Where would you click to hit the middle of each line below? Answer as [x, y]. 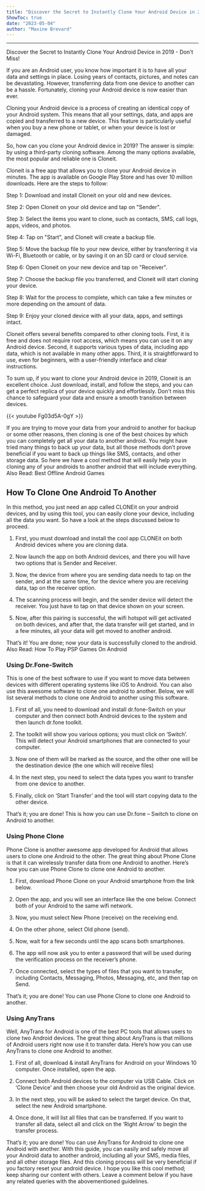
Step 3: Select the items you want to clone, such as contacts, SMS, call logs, [102, 219]
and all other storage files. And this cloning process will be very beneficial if [102, 1162]
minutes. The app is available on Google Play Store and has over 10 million [100, 177]
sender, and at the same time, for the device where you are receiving [102, 581]
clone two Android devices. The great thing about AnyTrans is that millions [100, 1038]
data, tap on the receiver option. [56, 588]
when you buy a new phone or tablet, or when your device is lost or [91, 127]
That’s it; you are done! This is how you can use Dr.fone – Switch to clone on [102, 814]
